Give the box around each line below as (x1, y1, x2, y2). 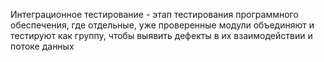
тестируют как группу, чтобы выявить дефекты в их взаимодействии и (10, 30, 313, 41)
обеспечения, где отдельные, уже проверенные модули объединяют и (10, 19, 315, 31)
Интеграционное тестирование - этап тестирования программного (10, 9, 299, 20)
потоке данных (10, 40, 75, 52)
